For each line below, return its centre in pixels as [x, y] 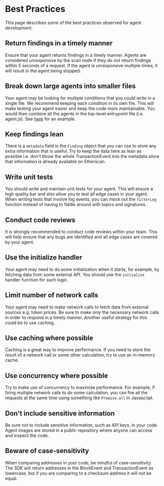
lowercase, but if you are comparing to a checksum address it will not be [78, 473]
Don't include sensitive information [60, 413]
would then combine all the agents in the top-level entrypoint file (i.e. [75, 113]
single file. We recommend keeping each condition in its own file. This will [80, 103]
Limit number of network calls [52, 295]
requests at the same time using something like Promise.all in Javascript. [79, 398]
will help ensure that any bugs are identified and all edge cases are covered [81, 237]
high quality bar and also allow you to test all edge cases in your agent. [77, 194]
